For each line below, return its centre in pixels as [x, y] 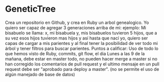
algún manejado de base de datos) [40, 74]
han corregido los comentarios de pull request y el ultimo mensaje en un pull [82, 64]
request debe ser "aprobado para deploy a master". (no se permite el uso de [82, 69]
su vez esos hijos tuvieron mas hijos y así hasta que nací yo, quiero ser [77, 38]
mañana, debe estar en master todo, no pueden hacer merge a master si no [81, 59]
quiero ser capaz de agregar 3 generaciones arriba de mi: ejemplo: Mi [76, 27]
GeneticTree [31, 9]
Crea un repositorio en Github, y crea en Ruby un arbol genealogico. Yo [77, 22]
